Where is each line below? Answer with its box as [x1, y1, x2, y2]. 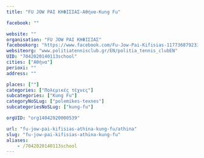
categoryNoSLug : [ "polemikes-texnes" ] [6, 98, 104, 105]
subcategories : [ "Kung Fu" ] [6, 92, 78, 99]
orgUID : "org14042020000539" [6, 115, 80, 121]
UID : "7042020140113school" [6, 53, 78, 60]
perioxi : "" [6, 64, 36, 70]
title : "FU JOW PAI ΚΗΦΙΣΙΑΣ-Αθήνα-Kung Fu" [6, 9, 121, 15]
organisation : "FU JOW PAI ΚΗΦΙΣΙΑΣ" [6, 36, 102, 43]
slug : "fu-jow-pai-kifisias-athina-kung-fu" [6, 131, 121, 137]
